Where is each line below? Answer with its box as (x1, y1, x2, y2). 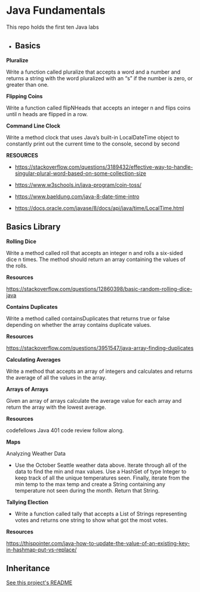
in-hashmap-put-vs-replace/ (6, 546, 77, 553)
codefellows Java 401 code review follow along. (6, 426, 124, 434)
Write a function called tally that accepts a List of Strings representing (14, 510, 187, 517)
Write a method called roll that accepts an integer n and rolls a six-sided (6, 249, 183, 256)
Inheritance (6, 563, 50, 573)
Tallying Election (6, 498, 49, 506)
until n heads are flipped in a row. (6, 110, 88, 117)
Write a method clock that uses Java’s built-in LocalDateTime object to (6, 133, 180, 141)
